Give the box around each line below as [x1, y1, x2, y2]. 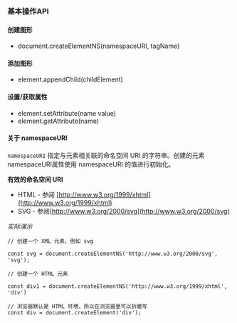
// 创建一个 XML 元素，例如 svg [7, 237, 94, 244]
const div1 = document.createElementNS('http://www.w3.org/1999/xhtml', [7, 282, 228, 290]
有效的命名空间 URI [7, 175, 63, 184]
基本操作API [7, 6, 49, 16]
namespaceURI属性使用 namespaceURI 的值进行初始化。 [7, 159, 175, 169]
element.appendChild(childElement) [17, 75, 123, 84]
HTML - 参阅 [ [17, 190, 59, 199]
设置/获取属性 [7, 92, 48, 101]
